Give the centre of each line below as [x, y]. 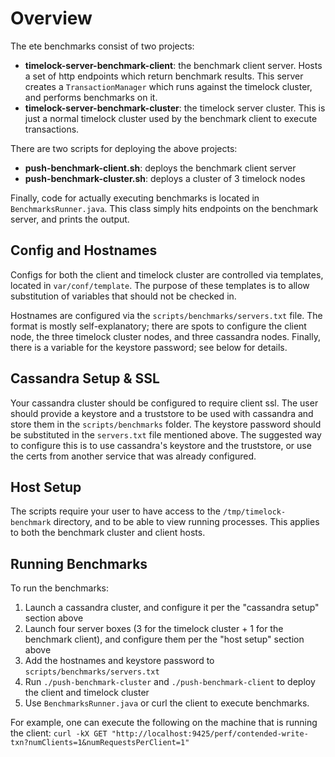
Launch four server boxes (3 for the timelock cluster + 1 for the [154, 629]
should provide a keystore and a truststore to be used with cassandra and [162, 413]
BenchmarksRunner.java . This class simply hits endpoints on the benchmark [164, 208]
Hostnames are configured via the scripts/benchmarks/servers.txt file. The [166, 315]
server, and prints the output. [70, 219]
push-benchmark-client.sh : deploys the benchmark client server [160, 168]
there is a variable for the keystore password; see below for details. [149, 347]
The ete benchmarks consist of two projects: [102, 46]
